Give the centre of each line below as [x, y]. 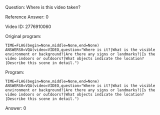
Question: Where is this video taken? [43, 7]
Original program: [23, 36]
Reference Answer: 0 [27, 17]
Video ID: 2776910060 [28, 26]
